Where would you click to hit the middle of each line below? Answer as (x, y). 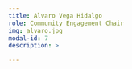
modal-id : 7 (28, 38)
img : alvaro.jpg (35, 30)
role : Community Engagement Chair (66, 23)
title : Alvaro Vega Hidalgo (56, 16)
